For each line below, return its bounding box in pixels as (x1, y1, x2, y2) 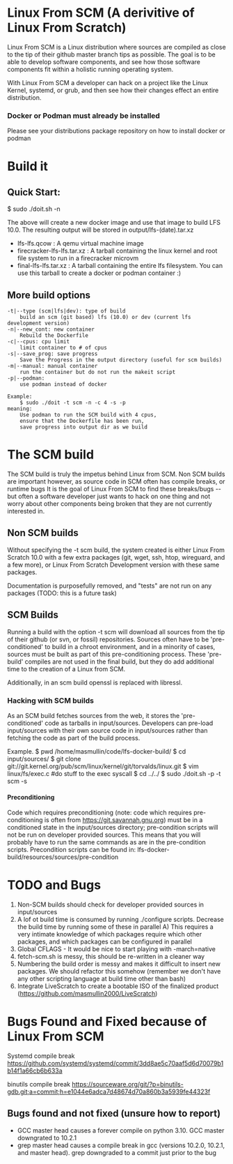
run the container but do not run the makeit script (19, 368, 176, 376)
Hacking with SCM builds (7, 696, 94, 706)
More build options (7, 289, 91, 301)
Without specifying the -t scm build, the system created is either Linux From (7, 546, 225, 554)
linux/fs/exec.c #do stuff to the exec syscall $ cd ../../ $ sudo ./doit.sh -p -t (7, 769, 221, 777)
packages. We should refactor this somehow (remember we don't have (17, 967, 221, 976)
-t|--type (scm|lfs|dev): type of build (7, 308, 127, 315)
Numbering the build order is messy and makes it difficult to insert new (17, 960, 221, 968)
